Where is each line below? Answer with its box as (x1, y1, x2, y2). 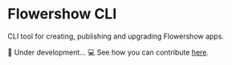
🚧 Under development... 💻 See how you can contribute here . (7, 47, 210, 57)
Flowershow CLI (7, 5, 117, 23)
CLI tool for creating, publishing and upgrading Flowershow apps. (7, 31, 224, 41)
